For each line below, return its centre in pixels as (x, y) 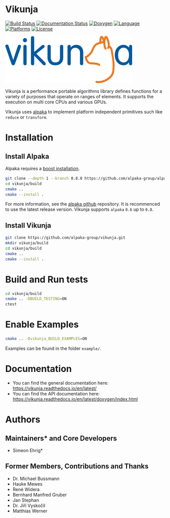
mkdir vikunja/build (27, 243)
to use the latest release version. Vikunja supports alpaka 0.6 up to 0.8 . (79, 209)
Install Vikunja (28, 225)
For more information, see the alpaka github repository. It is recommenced (83, 204)
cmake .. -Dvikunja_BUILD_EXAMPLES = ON (46, 339)
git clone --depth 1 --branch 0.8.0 (44, 178)
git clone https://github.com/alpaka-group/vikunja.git (65, 238)
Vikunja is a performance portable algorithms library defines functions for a (84, 91)
